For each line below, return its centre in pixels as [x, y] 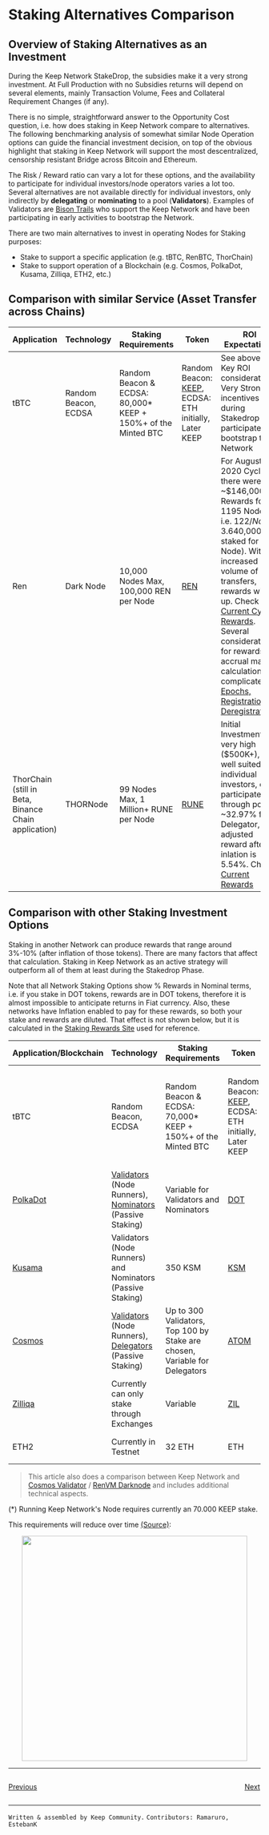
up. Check [240, 600]
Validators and [193, 1199]
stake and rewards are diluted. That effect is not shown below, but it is [124, 1019]
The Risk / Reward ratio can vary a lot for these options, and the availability [132, 175]
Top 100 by [187, 1331]
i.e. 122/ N [239, 520]
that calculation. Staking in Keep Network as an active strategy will [118, 962]
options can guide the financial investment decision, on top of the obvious [130, 143]
